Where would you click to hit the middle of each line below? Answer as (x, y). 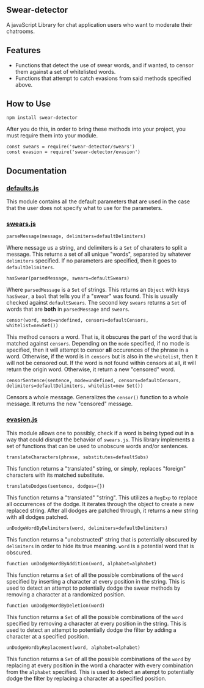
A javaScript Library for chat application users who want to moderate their (99, 24)
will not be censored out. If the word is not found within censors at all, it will (101, 363)
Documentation (37, 171)
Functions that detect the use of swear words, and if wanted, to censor (104, 65)
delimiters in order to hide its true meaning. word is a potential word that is (100, 546)
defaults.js (23, 188)
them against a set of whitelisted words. (65, 71)
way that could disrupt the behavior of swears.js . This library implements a (101, 440)
